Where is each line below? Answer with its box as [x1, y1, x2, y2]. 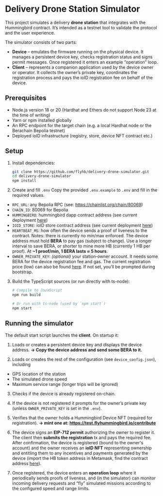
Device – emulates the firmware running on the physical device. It [12, 49, 144, 55]
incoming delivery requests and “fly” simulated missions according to [12, 480, 151, 486]
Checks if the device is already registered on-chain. [12, 391, 116, 397]
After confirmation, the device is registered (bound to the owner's [12, 439, 144, 445]
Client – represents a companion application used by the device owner [12, 64, 154, 70]
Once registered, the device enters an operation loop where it [12, 470, 136, 476]
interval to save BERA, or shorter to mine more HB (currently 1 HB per [12, 243, 150, 249]
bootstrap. [12, 269, 33, 275]
